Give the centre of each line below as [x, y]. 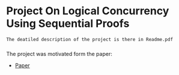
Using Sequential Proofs [68, 24]
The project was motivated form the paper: [59, 54]
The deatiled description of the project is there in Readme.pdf [89, 39]
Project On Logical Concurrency [88, 11]
